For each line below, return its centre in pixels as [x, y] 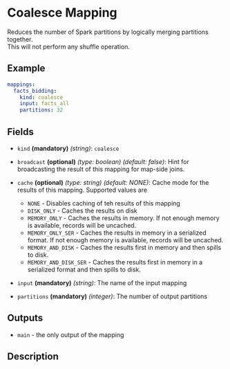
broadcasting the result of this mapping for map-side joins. [101, 169]
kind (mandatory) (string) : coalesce [68, 148]
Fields [21, 132]
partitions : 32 [41, 110]
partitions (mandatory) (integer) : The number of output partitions [112, 296]
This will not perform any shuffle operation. [68, 46]
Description [33, 357]
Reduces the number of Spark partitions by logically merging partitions [108, 32]
